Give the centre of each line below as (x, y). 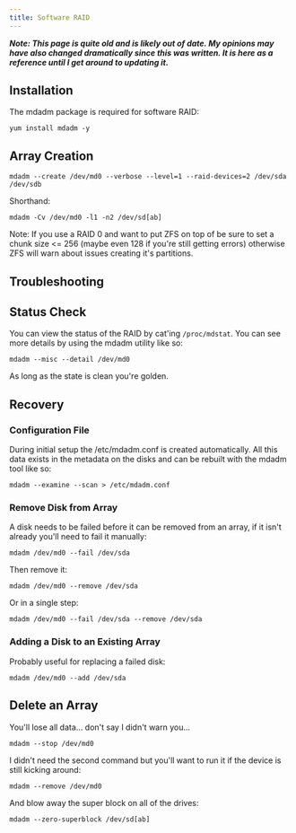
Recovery (37, 404)
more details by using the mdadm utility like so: (96, 343)
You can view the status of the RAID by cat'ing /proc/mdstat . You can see (145, 334)
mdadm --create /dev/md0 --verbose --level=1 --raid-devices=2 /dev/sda (148, 177)
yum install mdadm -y (50, 128)
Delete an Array (54, 706)
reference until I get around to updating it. (89, 62)
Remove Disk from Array (64, 508)
